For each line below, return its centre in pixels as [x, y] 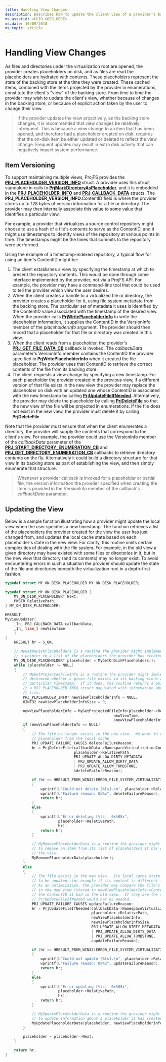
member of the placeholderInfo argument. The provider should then [81, 327]
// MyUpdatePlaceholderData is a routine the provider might [96, 1014]
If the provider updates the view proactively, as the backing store [83, 118]
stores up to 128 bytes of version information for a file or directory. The [77, 203]
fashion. [13, 574]
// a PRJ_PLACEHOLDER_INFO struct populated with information [88, 688]
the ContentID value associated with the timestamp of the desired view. [85, 311]
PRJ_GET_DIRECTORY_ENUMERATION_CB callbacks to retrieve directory [80, 452]
